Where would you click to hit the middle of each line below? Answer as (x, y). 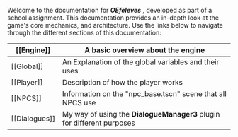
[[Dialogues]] (33, 118)
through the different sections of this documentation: (84, 32)
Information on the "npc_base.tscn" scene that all (144, 94)
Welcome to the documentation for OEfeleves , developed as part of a (110, 10)
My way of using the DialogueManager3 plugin (141, 114)
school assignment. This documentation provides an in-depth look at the (113, 18)
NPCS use (79, 103)
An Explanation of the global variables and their (141, 62)
